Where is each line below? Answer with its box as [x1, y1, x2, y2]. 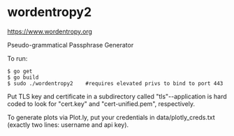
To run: [7, 54, 28, 63]
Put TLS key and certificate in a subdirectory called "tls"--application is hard [7, 92, 227, 100]
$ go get [7, 68, 33, 75]
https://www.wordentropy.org [7, 27, 93, 36]
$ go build [7, 74, 39, 81]
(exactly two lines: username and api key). [7, 120, 129, 129]
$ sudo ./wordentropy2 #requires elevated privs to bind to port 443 [7, 80, 224, 87]
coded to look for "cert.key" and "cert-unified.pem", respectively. [7, 99, 196, 108]
